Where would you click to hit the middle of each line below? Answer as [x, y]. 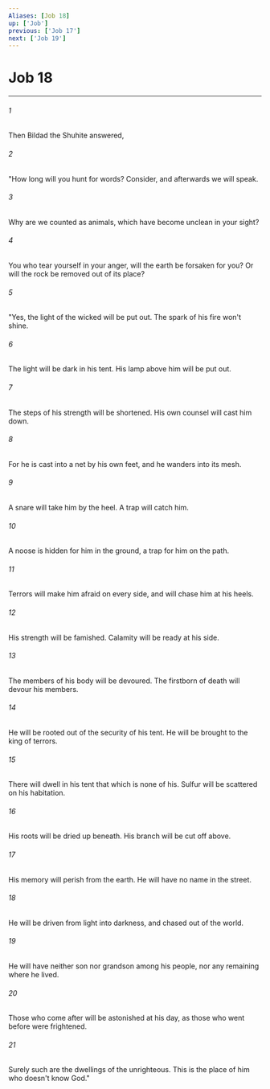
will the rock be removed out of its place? [77, 274]
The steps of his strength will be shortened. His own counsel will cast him [130, 412]
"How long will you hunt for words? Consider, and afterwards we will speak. [133, 178]
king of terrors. [33, 741]
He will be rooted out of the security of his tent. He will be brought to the [128, 733]
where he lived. [34, 975]
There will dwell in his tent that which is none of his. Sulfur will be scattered [133, 784]
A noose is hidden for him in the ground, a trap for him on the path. [119, 551]
